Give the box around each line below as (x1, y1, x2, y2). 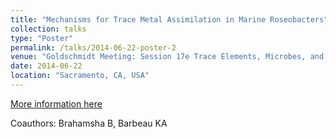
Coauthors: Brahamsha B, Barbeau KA (10, 117, 168, 129)
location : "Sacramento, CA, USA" (10, 71, 150, 81)
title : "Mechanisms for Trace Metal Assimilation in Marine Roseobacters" (10, 14, 329, 25)
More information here (10, 97, 103, 110)
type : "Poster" (10, 33, 74, 43)
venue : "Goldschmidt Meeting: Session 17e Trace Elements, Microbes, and (10, 52, 325, 62)
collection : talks (10, 24, 87, 34)
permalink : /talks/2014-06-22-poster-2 (10, 42, 177, 53)
